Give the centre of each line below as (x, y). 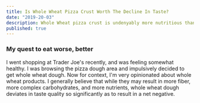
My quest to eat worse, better (50, 49)
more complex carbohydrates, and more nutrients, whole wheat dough (93, 88)
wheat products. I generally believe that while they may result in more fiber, (99, 81)
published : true (26, 28)
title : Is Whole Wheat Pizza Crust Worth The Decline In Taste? (87, 12)
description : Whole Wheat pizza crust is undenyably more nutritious (94, 23)
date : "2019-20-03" (30, 17)
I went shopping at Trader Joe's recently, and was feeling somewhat (90, 62)
